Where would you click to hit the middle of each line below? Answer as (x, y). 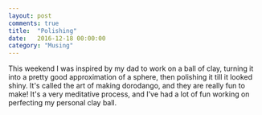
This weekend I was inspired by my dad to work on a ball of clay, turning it (131, 68)
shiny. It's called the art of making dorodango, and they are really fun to (127, 86)
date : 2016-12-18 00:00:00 (57, 38)
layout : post (30, 16)
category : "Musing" (41, 46)
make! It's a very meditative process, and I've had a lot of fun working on (129, 94)
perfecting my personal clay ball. (63, 103)
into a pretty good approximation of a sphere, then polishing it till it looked (131, 77)
